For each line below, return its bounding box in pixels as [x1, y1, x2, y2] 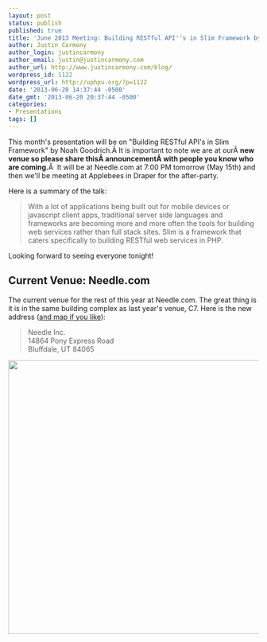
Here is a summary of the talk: [8, 186, 107, 196]
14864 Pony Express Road [27, 336, 114, 345]
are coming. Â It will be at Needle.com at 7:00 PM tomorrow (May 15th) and [8, 162, 256, 172]
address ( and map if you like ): [8, 312, 106, 321]
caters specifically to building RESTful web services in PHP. [27, 235, 224, 245]
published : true [8, 26, 62, 34]
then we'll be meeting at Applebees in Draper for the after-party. [8, 170, 219, 180]
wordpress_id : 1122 [8, 71, 73, 79]
